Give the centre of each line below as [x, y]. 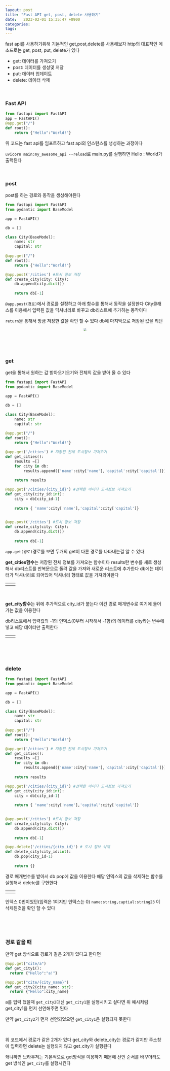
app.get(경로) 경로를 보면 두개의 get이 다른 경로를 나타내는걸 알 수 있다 [75, 551]
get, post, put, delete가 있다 [51, 50]
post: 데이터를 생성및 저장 [38, 68]
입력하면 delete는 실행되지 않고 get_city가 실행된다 [61, 1046]
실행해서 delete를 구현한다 [31, 882]
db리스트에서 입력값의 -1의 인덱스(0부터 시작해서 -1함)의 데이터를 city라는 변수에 [85, 621]
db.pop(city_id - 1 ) [34, 857]
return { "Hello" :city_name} [39, 992]
